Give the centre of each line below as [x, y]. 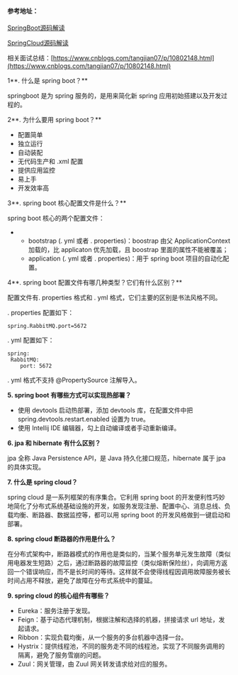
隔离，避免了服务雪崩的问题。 [61, 655]
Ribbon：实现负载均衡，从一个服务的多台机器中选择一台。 [102, 637]
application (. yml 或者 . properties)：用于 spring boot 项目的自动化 [125, 258]
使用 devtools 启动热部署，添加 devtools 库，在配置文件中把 [105, 410]
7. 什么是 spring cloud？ [42, 482]
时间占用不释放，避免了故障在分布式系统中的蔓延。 [82, 581]
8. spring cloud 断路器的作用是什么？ [62, 539]
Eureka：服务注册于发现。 [56, 611]
